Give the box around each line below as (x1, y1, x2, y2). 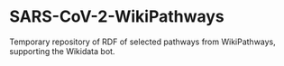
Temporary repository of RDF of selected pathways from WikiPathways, (9, 36, 277, 47)
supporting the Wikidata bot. (9, 45, 115, 56)
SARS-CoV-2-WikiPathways (9, 6, 225, 27)
